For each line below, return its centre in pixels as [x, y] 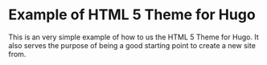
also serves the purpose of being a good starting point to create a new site [132, 45]
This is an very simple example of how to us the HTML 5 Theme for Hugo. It [133, 37]
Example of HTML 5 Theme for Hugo [132, 15]
